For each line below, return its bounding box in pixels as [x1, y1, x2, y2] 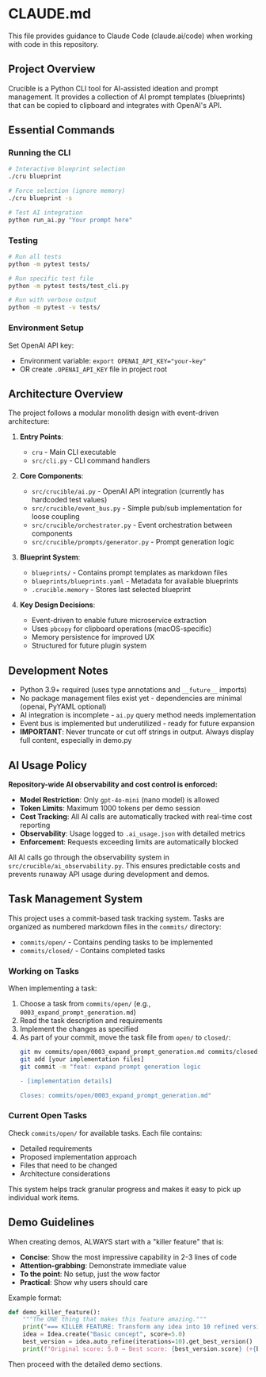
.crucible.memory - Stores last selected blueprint [31, 585, 192, 594]
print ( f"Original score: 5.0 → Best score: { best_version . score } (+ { [22, 1344, 257, 1353]
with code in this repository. [8, 39, 99, 48]
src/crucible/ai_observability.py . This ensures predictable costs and [8, 860, 241, 870]
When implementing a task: [8, 983, 97, 993]
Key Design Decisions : [19, 600, 96, 610]
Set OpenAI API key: [8, 340, 74, 350]
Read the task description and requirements [19, 1016, 163, 1025]
